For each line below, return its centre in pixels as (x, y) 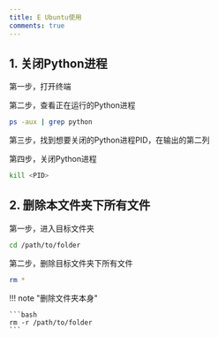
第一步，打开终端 (40, 87)
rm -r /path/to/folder (51, 322)
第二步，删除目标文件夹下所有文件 (71, 263)
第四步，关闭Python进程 (53, 159)
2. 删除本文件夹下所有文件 (80, 206)
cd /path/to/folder (45, 245)
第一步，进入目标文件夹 (52, 228)
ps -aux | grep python (51, 122)
